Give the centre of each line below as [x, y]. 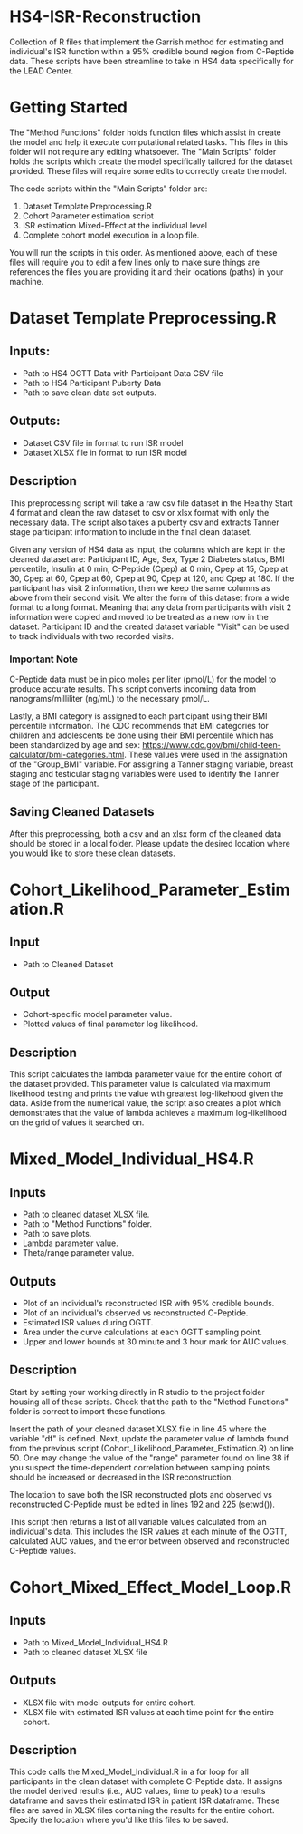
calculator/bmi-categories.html [67, 754]
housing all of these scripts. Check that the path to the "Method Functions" [149, 1402]
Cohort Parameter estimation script [88, 216]
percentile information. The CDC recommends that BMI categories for [139, 725]
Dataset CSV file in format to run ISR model [103, 442]
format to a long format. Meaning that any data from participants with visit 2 [151, 607]
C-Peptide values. [43, 1550]
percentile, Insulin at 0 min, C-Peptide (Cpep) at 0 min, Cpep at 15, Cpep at [149, 568]
